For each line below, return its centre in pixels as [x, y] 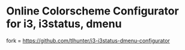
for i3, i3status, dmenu [64, 24]
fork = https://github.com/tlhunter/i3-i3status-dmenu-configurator [88, 40]
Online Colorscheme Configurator [92, 11]
